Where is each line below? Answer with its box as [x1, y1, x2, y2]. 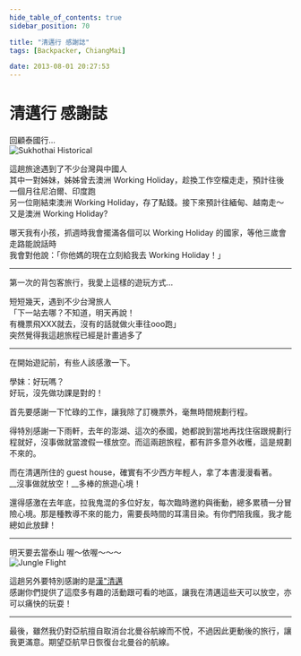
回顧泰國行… [9, 135, 56, 146]
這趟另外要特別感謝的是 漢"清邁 [9, 575, 124, 587]
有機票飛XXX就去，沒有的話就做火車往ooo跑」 [9, 319, 181, 330]
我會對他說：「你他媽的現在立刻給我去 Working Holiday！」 [9, 250, 226, 261]
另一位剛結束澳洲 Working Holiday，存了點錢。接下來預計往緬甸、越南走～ [9, 197, 285, 208]
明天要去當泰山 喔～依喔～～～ [9, 548, 122, 558]
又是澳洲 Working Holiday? [9, 208, 108, 220]
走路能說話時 [9, 238, 56, 249]
